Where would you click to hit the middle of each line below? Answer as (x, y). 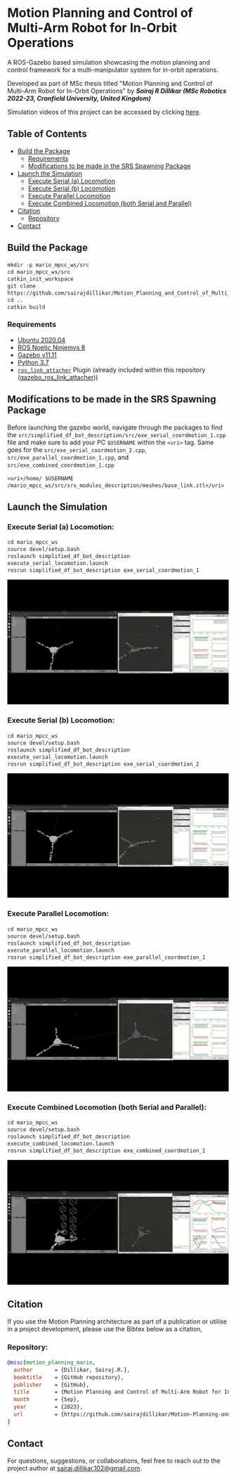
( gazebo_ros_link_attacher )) (58, 377)
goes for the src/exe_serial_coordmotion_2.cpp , (77, 450)
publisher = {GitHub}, (52, 1385)
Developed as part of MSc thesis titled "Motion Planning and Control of (110, 83)
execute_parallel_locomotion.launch (61, 950)
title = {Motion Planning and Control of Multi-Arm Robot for (117, 1392)
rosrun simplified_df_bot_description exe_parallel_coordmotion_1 (106, 957)
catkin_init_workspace (40, 279)
